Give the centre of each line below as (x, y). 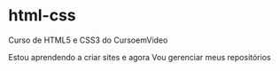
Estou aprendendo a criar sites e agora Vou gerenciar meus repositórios (140, 57)
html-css (42, 16)
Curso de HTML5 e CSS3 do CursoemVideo (88, 40)
